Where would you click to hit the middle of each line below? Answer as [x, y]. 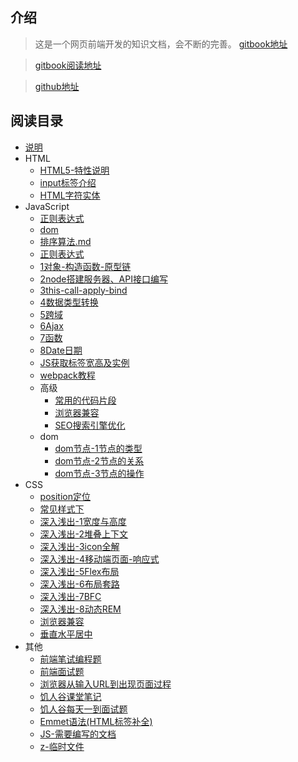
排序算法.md [65, 241]
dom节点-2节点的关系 [99, 460]
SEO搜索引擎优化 [90, 425]
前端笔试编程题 [70, 659]
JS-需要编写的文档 [78, 734]
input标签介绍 [68, 182]
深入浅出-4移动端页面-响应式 [99, 559]
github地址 [57, 86]
